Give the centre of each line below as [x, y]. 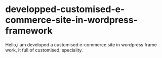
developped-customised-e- [65, 9]
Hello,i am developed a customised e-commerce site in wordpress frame [81, 44]
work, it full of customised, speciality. [44, 50]
